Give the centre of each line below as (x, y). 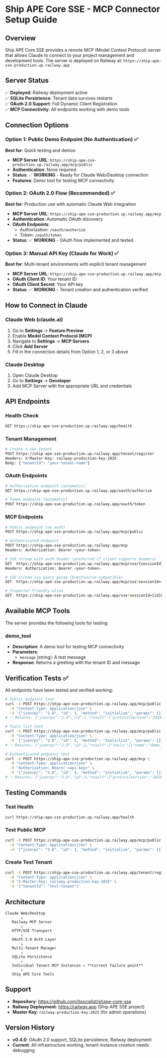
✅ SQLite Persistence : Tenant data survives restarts (59, 98)
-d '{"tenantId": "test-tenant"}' (45, 886)
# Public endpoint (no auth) (35, 527)
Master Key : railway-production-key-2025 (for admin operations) (79, 1012)
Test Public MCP (25, 830)
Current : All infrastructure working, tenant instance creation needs (81, 1045)
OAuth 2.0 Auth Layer (34, 940)
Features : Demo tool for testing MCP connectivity (63, 180)
